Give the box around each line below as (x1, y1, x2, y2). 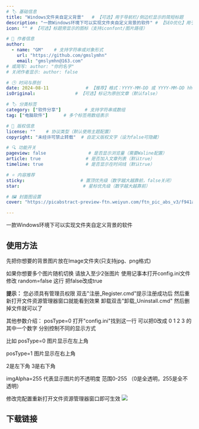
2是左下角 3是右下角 (6, 362, 56, 369)
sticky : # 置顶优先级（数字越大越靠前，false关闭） (6, 177, 174, 184)
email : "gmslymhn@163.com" (17, 57, 84, 64)
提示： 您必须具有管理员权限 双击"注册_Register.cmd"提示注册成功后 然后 (6, 290, 185, 297)
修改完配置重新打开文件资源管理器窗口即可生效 (6, 395, 120, 402)
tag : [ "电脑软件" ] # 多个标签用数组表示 (6, 112, 109, 119)
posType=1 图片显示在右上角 (6, 350, 76, 357)
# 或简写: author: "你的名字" (6, 63, 75, 69)
